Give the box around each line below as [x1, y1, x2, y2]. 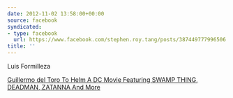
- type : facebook [7, 29, 58, 37]
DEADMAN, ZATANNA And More [7, 83, 101, 91]
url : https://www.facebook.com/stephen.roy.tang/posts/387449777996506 [13, 36, 227, 43]
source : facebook [7, 17, 58, 24]
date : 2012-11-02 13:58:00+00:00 [7, 10, 105, 17]
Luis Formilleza [7, 62, 51, 70]
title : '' [7, 43, 36, 50]
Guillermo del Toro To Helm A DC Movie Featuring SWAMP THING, [7, 76, 199, 84]
